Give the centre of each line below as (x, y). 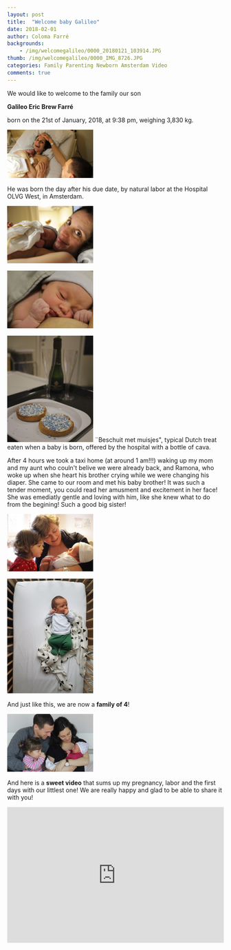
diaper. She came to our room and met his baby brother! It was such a (106, 482)
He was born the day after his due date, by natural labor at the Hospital (108, 189)
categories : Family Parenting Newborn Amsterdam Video (87, 65)
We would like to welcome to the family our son (74, 93)
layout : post (26, 14)
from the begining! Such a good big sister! (67, 504)
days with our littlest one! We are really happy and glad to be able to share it (114, 790)
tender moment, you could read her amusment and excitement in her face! (112, 489)
